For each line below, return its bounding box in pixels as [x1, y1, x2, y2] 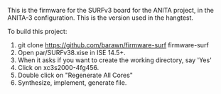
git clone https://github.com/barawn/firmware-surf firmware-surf [17, 41, 210, 49]
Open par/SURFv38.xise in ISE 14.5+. [17, 49, 126, 57]
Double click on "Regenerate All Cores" [17, 71, 134, 79]
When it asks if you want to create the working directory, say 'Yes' [17, 56, 212, 64]
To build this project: [7, 28, 68, 35]
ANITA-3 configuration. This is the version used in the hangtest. [7, 13, 194, 22]
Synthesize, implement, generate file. [17, 78, 127, 87]
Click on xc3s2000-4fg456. [17, 64, 99, 71]
